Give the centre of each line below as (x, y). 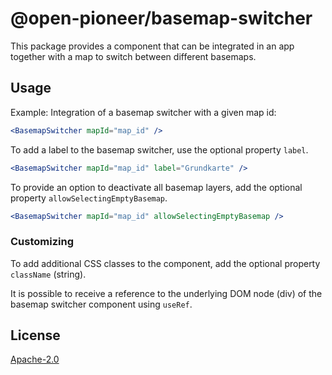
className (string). (48, 274)
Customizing (42, 242)
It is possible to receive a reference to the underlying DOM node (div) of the (166, 293)
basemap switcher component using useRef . (101, 304)
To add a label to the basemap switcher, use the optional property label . (159, 149)
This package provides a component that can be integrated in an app (152, 46)
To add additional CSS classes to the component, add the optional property (165, 263)
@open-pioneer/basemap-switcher (161, 18)
